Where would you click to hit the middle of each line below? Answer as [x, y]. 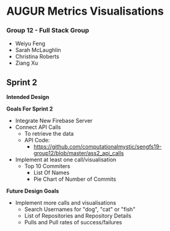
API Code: [37, 140]
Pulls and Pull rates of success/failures [73, 222]
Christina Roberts [37, 57]
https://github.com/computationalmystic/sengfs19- [98, 147]
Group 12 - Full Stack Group [48, 31]
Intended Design [28, 97]
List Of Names [51, 173]
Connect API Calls [38, 127]
